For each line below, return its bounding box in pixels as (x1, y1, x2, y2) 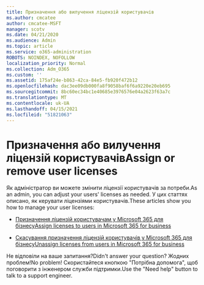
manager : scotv (6, 26, 45, 32)
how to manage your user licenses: (6, 203, 95, 211)
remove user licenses (6, 164, 118, 178)
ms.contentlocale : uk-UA (6, 100, 70, 106)
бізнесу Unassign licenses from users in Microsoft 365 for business (15, 240, 185, 248)
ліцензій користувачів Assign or (6, 151, 175, 165)
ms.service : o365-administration (6, 49, 92, 55)
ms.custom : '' (6, 72, 43, 78)
